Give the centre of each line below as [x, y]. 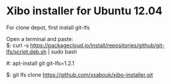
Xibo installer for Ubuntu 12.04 [85, 11]
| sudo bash [62, 51]
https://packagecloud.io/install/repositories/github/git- [97, 45]
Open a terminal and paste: [40, 39]
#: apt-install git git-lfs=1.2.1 [40, 63]
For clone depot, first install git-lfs [48, 27]
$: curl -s [17, 45]
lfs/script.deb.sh [26, 51]
